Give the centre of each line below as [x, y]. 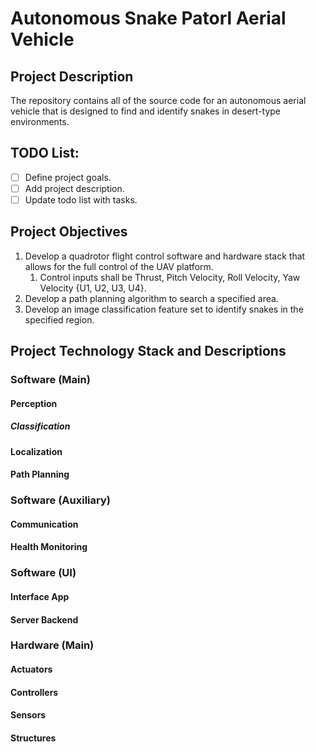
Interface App [40, 596]
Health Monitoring [49, 547]
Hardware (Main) [52, 645]
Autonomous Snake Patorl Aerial [148, 18]
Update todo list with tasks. [81, 199]
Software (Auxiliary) [60, 500]
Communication [44, 524]
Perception [34, 403]
